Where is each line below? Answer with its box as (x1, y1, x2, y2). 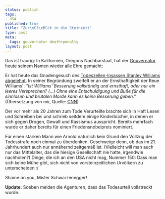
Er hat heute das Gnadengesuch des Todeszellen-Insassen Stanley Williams (5, 72, 160, 78)
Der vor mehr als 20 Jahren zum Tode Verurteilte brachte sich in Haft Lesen (5, 108, 160, 114)
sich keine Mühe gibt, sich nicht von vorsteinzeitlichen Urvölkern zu (5, 159, 143, 165)
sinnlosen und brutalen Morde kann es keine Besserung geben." (5, 93, 136, 99)
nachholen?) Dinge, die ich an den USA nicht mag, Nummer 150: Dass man (5, 154, 158, 160)
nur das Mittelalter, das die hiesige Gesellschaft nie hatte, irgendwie (5, 149, 144, 155)
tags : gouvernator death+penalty (9, 40, 79, 44)
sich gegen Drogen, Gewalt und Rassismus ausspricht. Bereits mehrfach (5, 119, 153, 124)
